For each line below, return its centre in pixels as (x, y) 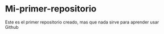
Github (12, 27)
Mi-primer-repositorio (51, 9)
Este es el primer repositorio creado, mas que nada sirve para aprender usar (82, 22)
